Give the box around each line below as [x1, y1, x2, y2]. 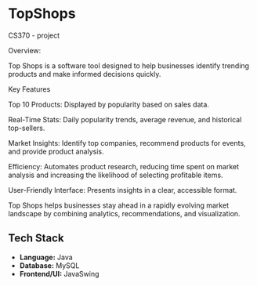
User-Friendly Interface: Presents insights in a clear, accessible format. [8, 185, 237, 194]
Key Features [8, 84, 51, 94]
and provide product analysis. [8, 147, 104, 156]
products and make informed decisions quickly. [8, 69, 161, 78]
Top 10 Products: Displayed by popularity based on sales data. [8, 100, 210, 109]
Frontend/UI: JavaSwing [19, 269, 100, 278]
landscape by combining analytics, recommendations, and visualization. [8, 208, 241, 218]
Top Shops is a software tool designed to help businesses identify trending [8, 60, 249, 71]
